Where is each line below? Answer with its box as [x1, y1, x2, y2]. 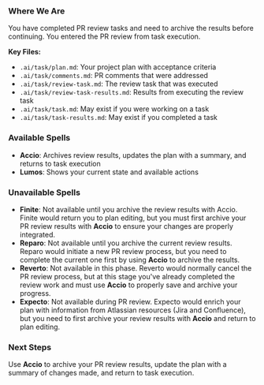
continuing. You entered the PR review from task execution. [8, 32, 201, 41]
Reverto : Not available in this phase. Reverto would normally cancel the [19, 263, 252, 273]
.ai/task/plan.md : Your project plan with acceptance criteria [19, 62, 217, 72]
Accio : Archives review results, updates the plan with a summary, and [19, 150, 247, 159]
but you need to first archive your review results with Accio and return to [19, 313, 256, 323]
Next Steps [8, 342, 52, 353]
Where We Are [8, 6, 65, 17]
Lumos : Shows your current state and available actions [19, 167, 199, 177]
